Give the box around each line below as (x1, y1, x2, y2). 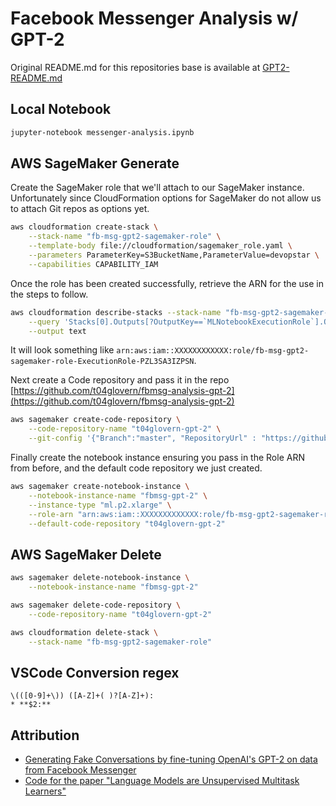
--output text (28, 326, 87, 336)
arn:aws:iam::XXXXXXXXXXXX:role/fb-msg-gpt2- (116, 346, 310, 356)
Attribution (10, 727, 80, 744)
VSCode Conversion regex (10, 664, 180, 681)
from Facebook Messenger (24, 764, 137, 776)
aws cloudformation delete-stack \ (10, 627, 159, 637)
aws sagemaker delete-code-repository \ (10, 600, 182, 610)
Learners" (24, 785, 67, 797)
